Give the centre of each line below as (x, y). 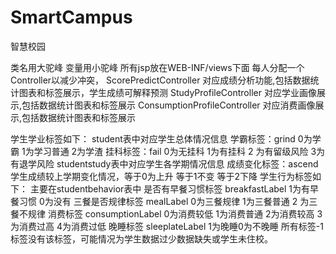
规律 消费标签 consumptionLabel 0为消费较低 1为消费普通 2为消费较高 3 (175, 213)
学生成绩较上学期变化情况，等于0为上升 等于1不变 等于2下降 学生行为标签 (161, 176)
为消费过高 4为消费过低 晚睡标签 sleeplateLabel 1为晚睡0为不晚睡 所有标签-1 (167, 226)
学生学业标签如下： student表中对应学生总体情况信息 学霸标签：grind (153, 138)
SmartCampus (71, 17)
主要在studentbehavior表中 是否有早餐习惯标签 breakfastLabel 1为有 (170, 188)
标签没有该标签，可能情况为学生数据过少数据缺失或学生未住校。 (141, 238)
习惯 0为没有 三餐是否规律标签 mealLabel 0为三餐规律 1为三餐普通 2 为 (164, 201)
